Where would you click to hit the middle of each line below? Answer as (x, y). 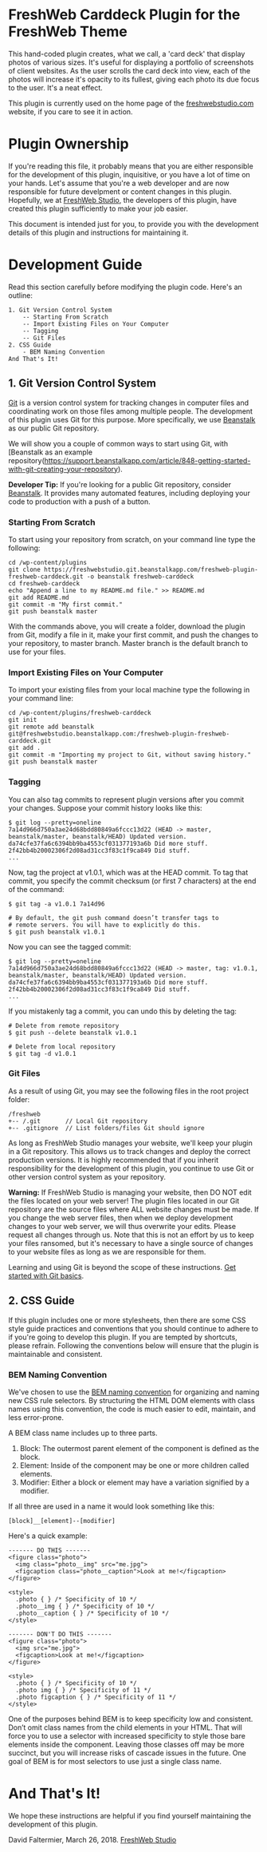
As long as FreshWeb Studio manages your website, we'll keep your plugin (131, 1143)
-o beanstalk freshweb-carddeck (140, 577)
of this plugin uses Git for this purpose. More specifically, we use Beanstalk (132, 419)
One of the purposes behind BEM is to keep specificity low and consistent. (131, 1719)
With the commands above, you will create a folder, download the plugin (127, 626)
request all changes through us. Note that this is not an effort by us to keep (132, 1235)
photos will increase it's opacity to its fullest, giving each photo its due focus (134, 79)
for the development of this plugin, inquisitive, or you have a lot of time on (130, 174)
